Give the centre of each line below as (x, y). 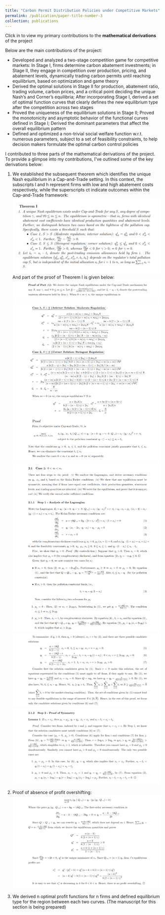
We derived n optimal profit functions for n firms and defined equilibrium (86, 897)
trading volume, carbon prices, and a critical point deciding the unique (84, 92)
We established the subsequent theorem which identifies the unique (82, 174)
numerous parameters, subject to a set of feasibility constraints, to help (85, 139)
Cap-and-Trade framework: (40, 195)
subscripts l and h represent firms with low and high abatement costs (83, 185)
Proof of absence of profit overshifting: (52, 792)
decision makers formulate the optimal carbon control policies (75, 144)
